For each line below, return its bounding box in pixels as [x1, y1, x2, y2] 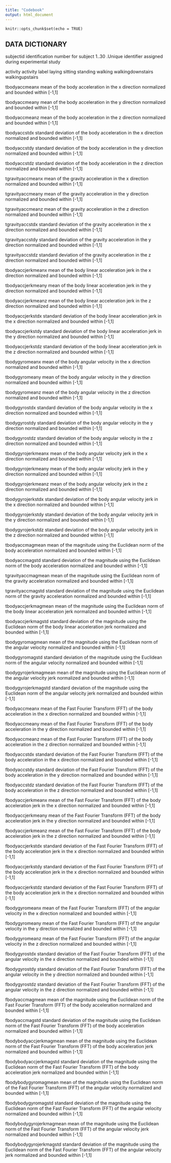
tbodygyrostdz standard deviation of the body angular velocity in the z [5, 435, 153, 441]
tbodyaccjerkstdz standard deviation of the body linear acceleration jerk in [5, 344, 162, 350]
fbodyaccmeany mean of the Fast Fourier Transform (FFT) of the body [5, 721, 153, 727]
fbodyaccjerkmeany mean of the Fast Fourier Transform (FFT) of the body [5, 812, 161, 818]
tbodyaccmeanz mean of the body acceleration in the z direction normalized [5, 115, 166, 121]
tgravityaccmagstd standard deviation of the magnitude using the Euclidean [5, 588, 164, 594]
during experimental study [5, 59, 61, 65]
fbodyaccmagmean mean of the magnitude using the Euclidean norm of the [5, 997, 164, 1003]
